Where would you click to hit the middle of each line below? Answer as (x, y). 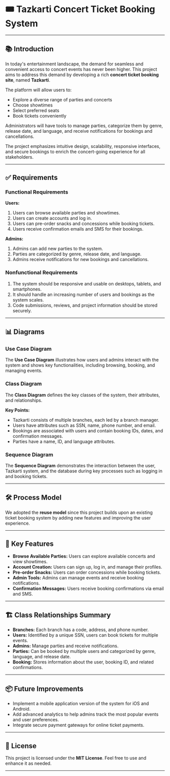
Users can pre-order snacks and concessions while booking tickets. (83, 224)
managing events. (24, 371)
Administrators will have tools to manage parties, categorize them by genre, (84, 125)
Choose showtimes (33, 105)
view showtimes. (30, 561)
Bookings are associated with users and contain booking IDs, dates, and (88, 430)
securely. (22, 310)
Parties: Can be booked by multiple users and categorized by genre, (84, 651)
